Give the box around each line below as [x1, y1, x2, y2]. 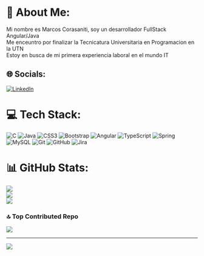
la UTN [6, 45, 24, 52]
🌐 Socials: [6, 69, 46, 80]
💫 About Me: [6, 5, 70, 19]
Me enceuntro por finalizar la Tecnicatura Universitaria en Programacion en [6, 38, 195, 46]
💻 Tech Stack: [6, 108, 81, 121]
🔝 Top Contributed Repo [6, 212, 79, 221]
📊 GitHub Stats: [6, 161, 89, 175]
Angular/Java [6, 32, 39, 39]
